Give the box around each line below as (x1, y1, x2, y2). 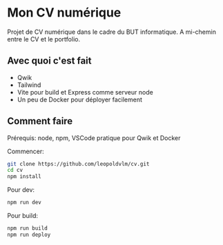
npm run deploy (7, 231, 51, 238)
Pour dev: (7, 186, 35, 194)
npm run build (7, 225, 48, 232)
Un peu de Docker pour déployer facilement (17, 95, 143, 104)
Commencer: (7, 147, 45, 155)
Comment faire (7, 115, 73, 127)
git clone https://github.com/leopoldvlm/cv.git (7, 160, 150, 167)
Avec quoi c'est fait (7, 55, 92, 67)
